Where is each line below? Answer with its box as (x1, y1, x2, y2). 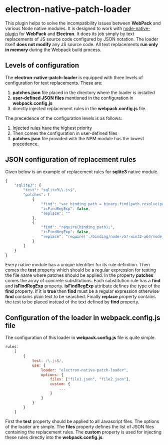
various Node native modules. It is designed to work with (5, 25, 122, 31)
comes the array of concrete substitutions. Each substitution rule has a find (5, 278, 161, 284)
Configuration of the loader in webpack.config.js (5, 313, 161, 322)
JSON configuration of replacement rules (5, 155, 136, 164)
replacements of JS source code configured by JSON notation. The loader (5, 36, 158, 42)
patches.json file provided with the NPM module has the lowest (12, 135, 144, 141)
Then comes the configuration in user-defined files (12, 130, 117, 136)
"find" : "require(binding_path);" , (40, 225, 115, 230)
